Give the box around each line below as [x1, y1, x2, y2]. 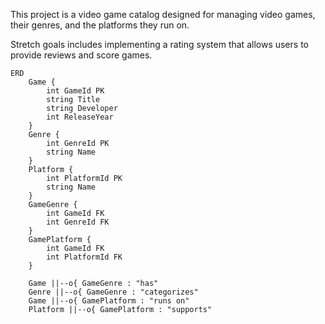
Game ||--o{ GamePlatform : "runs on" [28, 296, 190, 306]
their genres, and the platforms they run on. [10, 19, 190, 31]
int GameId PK [46, 86, 105, 96]
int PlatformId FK [46, 252, 123, 262]
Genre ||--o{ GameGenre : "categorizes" [28, 287, 199, 297]
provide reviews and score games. [10, 49, 153, 61]
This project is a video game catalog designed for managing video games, [10, 9, 316, 20]
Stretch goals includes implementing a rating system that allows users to [10, 39, 309, 50]
